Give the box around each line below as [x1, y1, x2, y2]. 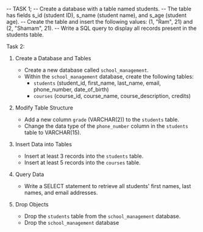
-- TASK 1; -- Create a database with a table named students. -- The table [6, 5, 192, 12]
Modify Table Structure [15, 104, 73, 111]
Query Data [15, 170, 45, 178]
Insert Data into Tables [15, 141, 72, 148]
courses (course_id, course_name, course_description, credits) [33, 93, 191, 99]
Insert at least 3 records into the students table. [24, 152, 144, 160]
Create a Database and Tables [15, 55, 91, 62]
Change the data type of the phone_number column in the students [24, 122, 188, 130]
